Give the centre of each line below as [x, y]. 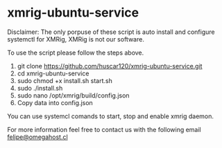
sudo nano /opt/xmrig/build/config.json [73, 95]
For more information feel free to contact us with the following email [104, 129]
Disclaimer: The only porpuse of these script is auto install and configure [111, 32]
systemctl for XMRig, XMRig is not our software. [76, 39]
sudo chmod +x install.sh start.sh [65, 80]
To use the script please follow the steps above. [76, 53]
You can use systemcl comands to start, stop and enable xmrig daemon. [110, 116]
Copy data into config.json [55, 102]
